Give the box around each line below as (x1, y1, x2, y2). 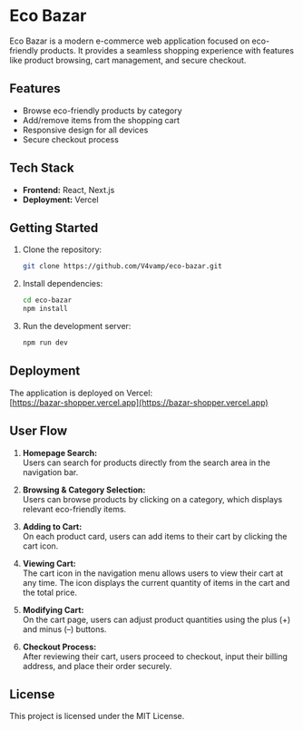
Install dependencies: (22, 278, 103, 289)
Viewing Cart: (22, 558, 77, 569)
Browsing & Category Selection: (22, 484, 146, 495)
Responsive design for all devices (22, 124, 149, 135)
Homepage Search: (22, 447, 98, 458)
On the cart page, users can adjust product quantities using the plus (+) (22, 614, 291, 625)
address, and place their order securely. (22, 660, 172, 671)
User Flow (9, 423, 68, 439)
